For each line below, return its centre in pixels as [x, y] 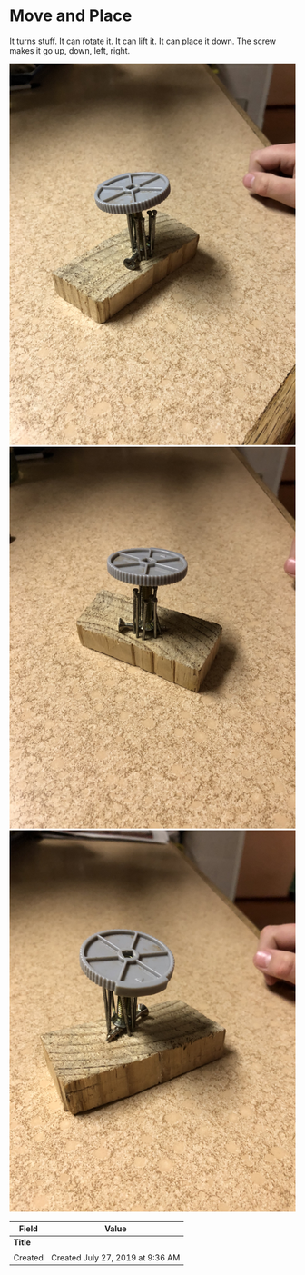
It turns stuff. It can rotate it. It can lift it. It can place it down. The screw [143, 41]
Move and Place [71, 16]
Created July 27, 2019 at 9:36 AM [116, 1258]
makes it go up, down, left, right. [70, 50]
